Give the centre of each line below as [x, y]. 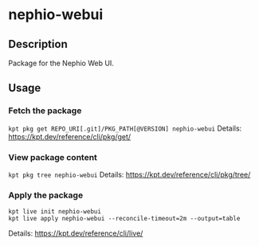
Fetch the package [45, 111]
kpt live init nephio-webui [55, 212]
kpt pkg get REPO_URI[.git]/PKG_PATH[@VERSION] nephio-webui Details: [125, 128]
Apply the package [46, 195]
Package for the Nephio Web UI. [61, 63]
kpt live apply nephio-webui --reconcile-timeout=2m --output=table [124, 219]
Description [38, 44]
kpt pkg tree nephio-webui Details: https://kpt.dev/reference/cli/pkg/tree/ [129, 174]
